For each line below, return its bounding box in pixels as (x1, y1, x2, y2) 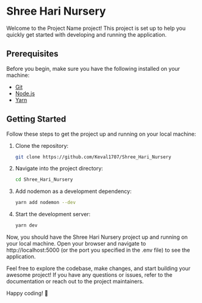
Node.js (15, 90, 35, 97)
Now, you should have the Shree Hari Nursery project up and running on (6, 233, 188, 241)
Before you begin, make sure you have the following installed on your (6, 65, 180, 72)
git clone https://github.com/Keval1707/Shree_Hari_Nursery (15, 154, 171, 160)
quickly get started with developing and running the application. (6, 31, 167, 38)
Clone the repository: (15, 142, 69, 149)
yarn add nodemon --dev (15, 200, 76, 206)
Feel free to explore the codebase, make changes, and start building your (6, 265, 191, 272)
